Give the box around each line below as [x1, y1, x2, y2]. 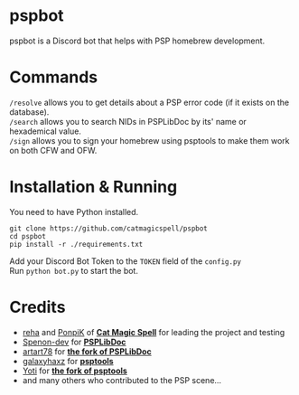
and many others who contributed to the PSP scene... [22, 374, 222, 385]
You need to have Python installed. [9, 206, 139, 217]
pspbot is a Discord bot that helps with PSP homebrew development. [9, 35, 266, 46]
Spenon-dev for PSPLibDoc [22, 336, 126, 347]
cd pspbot [9, 231, 47, 240]
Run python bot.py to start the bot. [9, 265, 138, 276]
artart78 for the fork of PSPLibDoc [22, 345, 152, 357]
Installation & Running [9, 177, 178, 197]
